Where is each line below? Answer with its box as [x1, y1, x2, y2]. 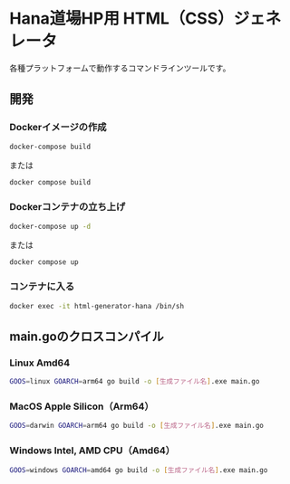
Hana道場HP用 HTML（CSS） [9, 8, 234, 29]
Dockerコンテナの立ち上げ [9, 201, 126, 214]
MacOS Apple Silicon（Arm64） [9, 400, 154, 413]
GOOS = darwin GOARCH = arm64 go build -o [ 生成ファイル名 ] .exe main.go [9, 422, 265, 431]
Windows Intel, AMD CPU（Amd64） [9, 444, 175, 457]
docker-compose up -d [9, 222, 92, 231]
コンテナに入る [9, 280, 75, 293]
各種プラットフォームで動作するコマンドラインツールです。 [9, 62, 231, 73]
